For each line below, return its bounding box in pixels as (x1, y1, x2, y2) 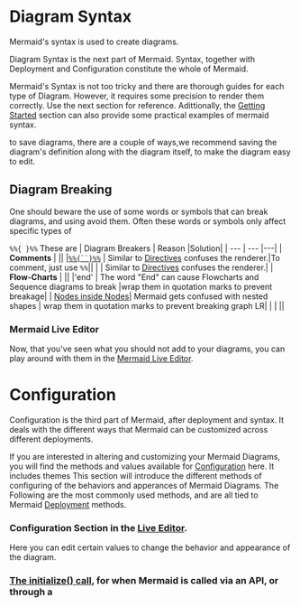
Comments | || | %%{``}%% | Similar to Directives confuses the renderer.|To (9, 252, 281, 263)
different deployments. (9, 434, 94, 444)
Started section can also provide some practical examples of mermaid (9, 109, 269, 120)
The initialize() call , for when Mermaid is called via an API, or (9, 574, 279, 587)
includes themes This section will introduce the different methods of (9, 470, 263, 481)
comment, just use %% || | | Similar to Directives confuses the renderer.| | (9, 262, 274, 273)
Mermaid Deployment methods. (9, 499, 127, 509)
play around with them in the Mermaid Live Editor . (9, 353, 194, 364)
